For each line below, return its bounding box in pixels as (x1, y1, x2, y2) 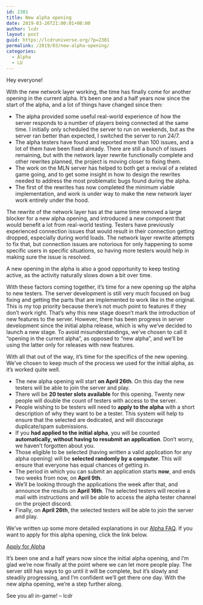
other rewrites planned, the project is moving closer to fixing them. (15, 158, 182, 165)
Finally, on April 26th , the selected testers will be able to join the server (15, 506, 194, 513)
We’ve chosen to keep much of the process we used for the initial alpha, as (6, 359, 194, 367)
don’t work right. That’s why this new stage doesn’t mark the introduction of (6, 309, 196, 316)
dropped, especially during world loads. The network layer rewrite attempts (6, 234, 195, 241)
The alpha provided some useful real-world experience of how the (15, 113, 181, 120)
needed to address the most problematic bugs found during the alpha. (15, 177, 191, 184)
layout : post (6, 32, 39, 38)
